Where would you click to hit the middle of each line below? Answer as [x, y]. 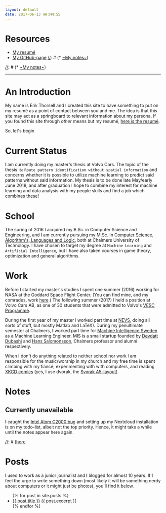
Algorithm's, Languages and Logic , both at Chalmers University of [72, 240]
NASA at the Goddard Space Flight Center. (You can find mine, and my [77, 295]
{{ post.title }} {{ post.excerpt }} [44, 501]
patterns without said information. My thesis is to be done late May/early [79, 180]
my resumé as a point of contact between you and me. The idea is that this [81, 111]
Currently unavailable [39, 410]
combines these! [22, 196]
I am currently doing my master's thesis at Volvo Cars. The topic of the [77, 165]
